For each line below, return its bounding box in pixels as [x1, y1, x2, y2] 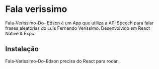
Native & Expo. [5, 30, 36, 36]
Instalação [5, 45, 39, 53]
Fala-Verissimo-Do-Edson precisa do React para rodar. [5, 58, 119, 64]
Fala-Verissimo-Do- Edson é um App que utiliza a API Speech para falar [5, 20, 154, 26]
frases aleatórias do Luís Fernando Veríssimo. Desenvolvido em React [5, 25, 150, 31]
